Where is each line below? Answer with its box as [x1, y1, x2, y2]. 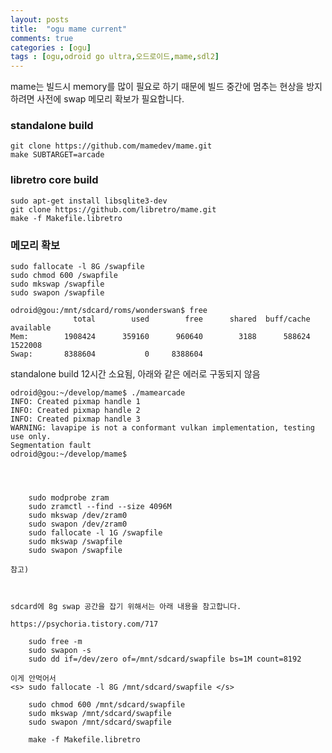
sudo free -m [28, 637, 83, 647]
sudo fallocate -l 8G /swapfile [10, 262, 145, 272]
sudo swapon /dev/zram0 [28, 519, 128, 530]
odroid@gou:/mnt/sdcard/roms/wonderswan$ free [10, 306, 208, 316]
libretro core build [10, 173, 99, 187]
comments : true [10, 33, 74, 43]
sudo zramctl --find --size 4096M [28, 502, 172, 512]
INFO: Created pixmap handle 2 [10, 406, 141, 416]
